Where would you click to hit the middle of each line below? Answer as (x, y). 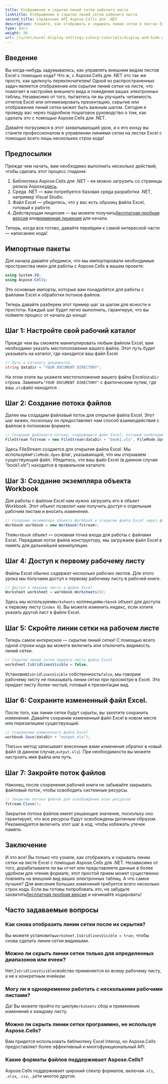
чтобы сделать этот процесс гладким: (46, 171)
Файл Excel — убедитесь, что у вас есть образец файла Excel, (78, 202)
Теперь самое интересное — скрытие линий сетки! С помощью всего (80, 640)
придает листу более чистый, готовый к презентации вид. (67, 684)
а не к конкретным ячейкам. (36, 976)
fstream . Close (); (23, 804)
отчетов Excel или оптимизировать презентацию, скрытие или (72, 102)
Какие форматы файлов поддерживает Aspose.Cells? (74, 1059)
